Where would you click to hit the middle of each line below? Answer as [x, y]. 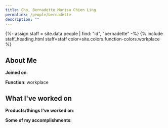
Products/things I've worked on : [40, 110]
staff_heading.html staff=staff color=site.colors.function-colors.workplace [83, 39]
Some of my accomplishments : [38, 120]
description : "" [22, 19]
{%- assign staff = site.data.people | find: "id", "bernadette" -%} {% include [84, 34]
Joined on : [17, 73]
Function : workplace [27, 82]
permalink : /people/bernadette [38, 15]
